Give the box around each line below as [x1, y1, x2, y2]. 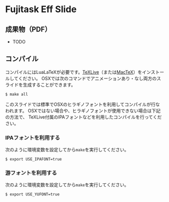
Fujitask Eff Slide [5, 4, 77, 15]
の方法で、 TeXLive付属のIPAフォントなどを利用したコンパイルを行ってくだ [5, 114, 162, 120]
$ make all [5, 92, 28, 97]
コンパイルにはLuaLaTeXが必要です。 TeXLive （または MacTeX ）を [5, 69, 142, 75]
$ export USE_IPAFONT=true [5, 157, 62, 162]
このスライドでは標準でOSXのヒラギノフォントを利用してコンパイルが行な [5, 101, 160, 107]
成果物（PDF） [5, 25, 52, 33]
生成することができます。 [22, 82, 76, 88]
